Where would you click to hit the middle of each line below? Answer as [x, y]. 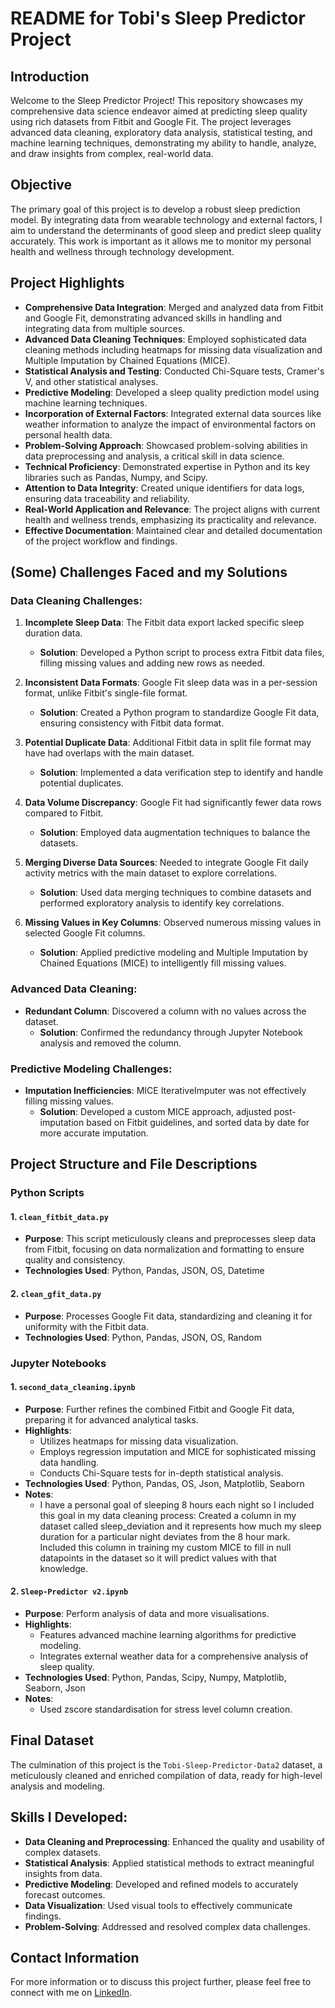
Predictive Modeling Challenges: [91, 1069]
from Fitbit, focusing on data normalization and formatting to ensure [164, 1249]
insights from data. [63, 1873]
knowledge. [64, 1568]
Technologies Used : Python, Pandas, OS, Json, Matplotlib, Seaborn [164, 1483]
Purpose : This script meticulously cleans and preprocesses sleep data [170, 1239]
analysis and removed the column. [110, 1043]
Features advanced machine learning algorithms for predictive [168, 1634]
